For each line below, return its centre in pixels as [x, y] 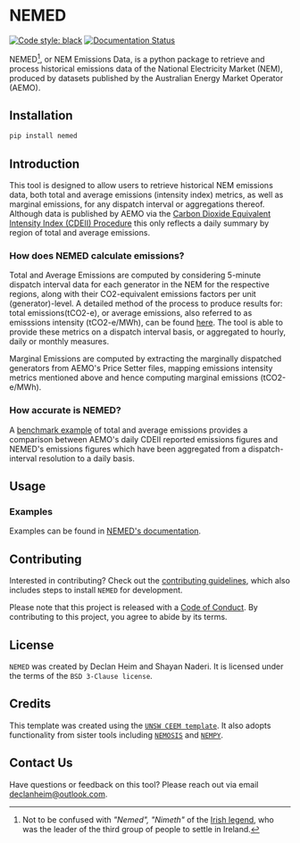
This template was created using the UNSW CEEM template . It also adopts [140, 725]
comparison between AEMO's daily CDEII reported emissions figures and [144, 439]
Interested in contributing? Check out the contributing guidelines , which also [150, 581]
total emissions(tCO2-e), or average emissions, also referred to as [131, 313]
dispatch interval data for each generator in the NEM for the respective [139, 285]
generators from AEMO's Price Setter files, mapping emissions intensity [141, 368]
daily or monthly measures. [59, 342]
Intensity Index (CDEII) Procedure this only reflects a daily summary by [139, 223]
